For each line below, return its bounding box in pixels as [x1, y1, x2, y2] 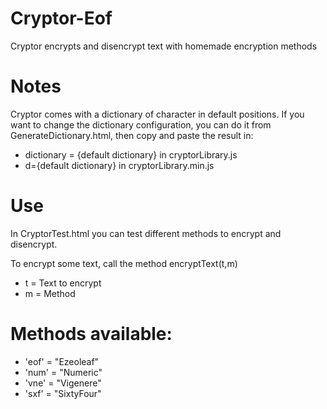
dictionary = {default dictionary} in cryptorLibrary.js [24, 148, 238, 161]
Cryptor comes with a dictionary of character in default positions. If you [10, 108, 305, 120]
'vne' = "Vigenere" [24, 377, 102, 389]
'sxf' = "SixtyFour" [24, 387, 102, 399]
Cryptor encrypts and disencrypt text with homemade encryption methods [10, 40, 318, 52]
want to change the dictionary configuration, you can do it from [10, 118, 272, 131]
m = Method [24, 287, 76, 299]
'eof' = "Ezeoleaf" [24, 355, 100, 367]
